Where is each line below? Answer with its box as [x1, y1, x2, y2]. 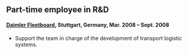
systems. [14, 41, 38, 48]
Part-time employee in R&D [6, 5, 109, 15]
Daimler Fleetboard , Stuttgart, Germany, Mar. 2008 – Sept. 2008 [6, 21, 169, 28]
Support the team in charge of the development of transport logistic [14, 34, 183, 42]
